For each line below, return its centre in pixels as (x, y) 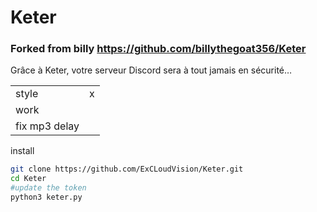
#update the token (48, 188)
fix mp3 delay (47, 126)
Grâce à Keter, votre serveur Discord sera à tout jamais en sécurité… (151, 70)
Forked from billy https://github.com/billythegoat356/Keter (158, 49)
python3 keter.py (46, 197)
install (22, 151)
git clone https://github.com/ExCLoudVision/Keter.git (127, 169)
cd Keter (28, 179)
